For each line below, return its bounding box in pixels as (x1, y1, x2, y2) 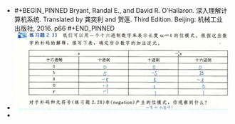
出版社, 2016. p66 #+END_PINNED (14, 24, 115, 32)
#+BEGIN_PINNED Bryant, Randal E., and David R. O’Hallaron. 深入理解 (14, 6, 221, 14)
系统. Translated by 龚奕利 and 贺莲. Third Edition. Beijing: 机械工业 (26, 15, 223, 24)
